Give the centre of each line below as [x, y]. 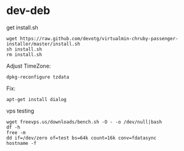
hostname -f [21, 143]
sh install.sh [24, 49]
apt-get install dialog [37, 99]
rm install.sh [24, 54]
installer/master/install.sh [43, 44]
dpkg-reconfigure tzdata [38, 77]
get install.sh [22, 27]
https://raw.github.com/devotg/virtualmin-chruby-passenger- [99, 38]
